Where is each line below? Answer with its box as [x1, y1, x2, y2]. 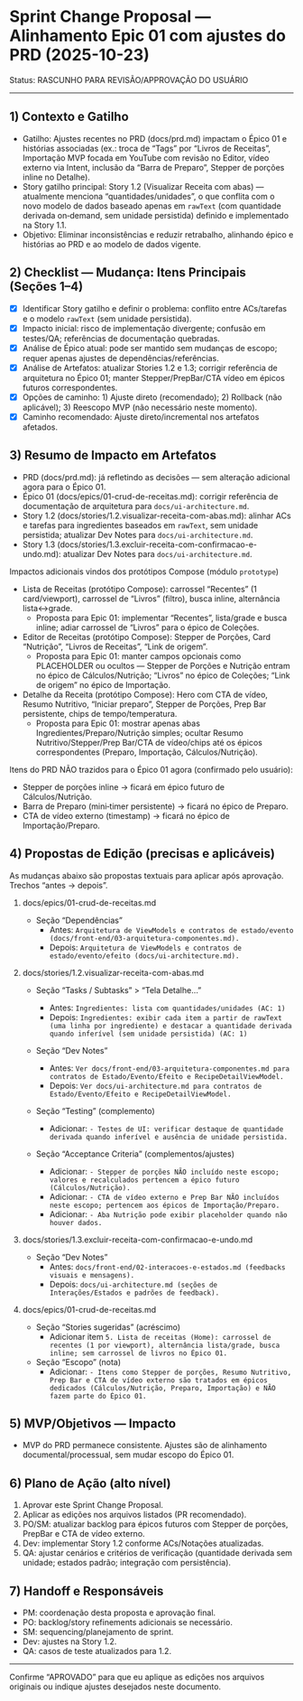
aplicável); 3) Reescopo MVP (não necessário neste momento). [22, 402, 258, 413]
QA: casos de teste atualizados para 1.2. [22, 1646, 172, 1656]
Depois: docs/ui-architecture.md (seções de [49, 1278, 218, 1289]
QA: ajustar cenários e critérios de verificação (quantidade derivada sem [22, 1548, 293, 1558]
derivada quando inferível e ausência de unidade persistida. [49, 1132, 289, 1141]
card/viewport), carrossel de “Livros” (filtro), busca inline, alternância [22, 593, 280, 604]
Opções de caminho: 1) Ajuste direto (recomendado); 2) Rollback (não [22, 391, 282, 403]
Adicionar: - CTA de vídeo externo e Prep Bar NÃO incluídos [49, 1191, 280, 1202]
